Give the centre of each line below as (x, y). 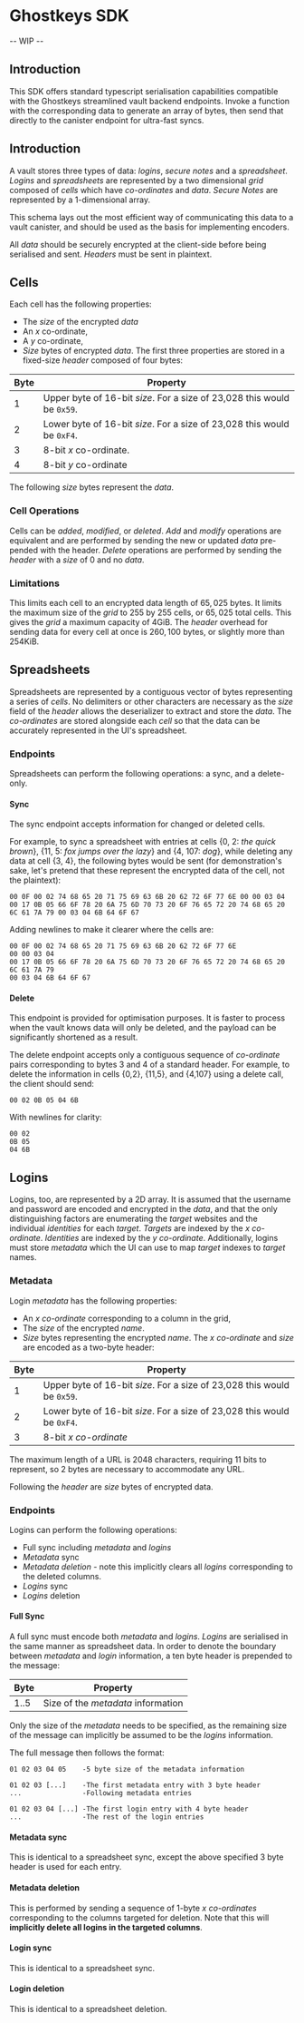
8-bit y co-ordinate (85, 465)
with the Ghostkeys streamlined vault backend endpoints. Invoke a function (150, 101)
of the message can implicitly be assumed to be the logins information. (142, 1735)
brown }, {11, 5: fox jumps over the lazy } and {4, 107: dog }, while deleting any (151, 851)
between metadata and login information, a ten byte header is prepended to (151, 1656)
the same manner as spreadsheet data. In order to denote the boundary (143, 1647)
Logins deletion (51, 1595)
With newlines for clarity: (56, 1118)
